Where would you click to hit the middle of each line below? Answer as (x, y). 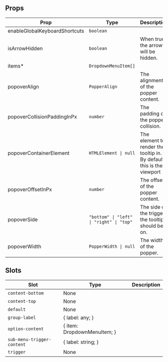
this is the (151, 165)
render (148, 146)
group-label (22, 317)
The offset (152, 180)
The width (152, 240)
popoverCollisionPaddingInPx (42, 116)
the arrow (151, 45)
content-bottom (26, 293)
